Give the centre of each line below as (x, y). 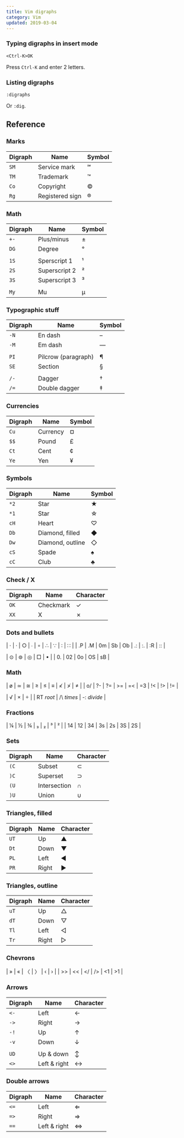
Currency (51, 431)
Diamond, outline (61, 543)
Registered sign (60, 196)
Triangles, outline (32, 886)
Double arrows (28, 1081)
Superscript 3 (57, 280)
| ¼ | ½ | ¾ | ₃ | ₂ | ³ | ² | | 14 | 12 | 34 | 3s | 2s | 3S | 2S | (74, 726)
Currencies (23, 406)
